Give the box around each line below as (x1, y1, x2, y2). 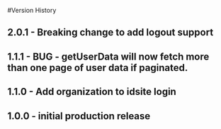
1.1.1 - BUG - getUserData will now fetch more (7, 50, 210, 62)
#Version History (7, 6, 57, 14)
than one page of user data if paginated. (7, 62, 188, 74)
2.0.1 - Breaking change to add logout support (7, 26, 214, 38)
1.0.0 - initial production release (7, 110, 151, 122)
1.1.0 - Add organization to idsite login (7, 86, 177, 98)
